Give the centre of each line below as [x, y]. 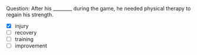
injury [22, 26]
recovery [26, 33]
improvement [31, 46]
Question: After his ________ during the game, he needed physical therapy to [99, 8]
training [24, 39]
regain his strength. [30, 15]
